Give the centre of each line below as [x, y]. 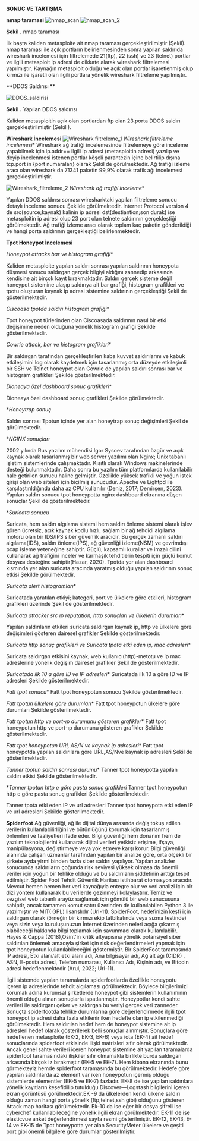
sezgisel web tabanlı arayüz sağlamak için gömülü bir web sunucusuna [93, 899]
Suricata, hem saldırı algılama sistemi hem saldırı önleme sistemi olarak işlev [99, 524]
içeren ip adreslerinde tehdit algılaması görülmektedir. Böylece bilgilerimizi [97, 986]
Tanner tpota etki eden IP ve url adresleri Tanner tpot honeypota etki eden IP [99, 805]
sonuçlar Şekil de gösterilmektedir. [48, 501]
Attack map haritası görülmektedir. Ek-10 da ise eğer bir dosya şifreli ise [94, 1106]
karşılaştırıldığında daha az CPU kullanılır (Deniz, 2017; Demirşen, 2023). [94, 488]
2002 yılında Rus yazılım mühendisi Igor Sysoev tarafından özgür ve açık [95, 450]
